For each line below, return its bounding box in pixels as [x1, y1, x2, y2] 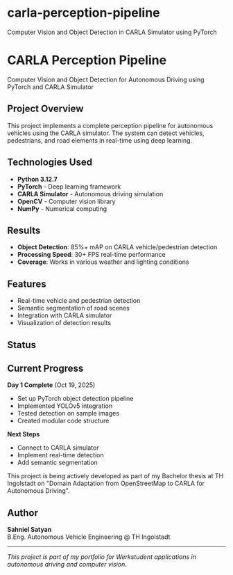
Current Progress [7, 362, 84, 374]
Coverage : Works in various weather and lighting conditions [17, 258, 189, 266]
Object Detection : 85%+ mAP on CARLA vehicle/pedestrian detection [17, 243, 218, 251]
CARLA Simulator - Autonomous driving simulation [17, 189, 164, 198]
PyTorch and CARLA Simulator [7, 82, 94, 91]
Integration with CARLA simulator [17, 311, 112, 320]
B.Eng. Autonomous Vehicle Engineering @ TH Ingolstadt [7, 533, 171, 541]
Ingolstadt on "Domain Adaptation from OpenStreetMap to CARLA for [7, 479, 205, 488]
